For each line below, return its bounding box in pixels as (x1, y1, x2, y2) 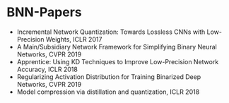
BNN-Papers (6, 4, 82, 20)
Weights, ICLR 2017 (45, 35, 102, 43)
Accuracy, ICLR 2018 (16, 65, 78, 73)
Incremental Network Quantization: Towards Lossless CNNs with (16, 28, 206, 36)
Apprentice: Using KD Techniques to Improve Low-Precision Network (16, 57, 219, 66)
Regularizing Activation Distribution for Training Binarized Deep (16, 72, 201, 81)
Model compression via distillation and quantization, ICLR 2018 (16, 87, 200, 96)
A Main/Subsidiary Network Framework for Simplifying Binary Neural (16, 42, 217, 51)
